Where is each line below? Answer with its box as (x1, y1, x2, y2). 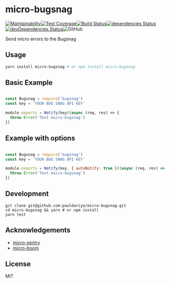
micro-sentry (12, 239, 41, 246)
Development (5, 190, 49, 198)
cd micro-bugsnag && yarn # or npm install (5, 207, 99, 213)
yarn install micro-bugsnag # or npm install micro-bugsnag (5, 64, 136, 69)
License (5, 260, 31, 269)
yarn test (5, 212, 26, 217)
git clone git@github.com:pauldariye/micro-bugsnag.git (5, 203, 126, 208)
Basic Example (5, 78, 53, 87)
